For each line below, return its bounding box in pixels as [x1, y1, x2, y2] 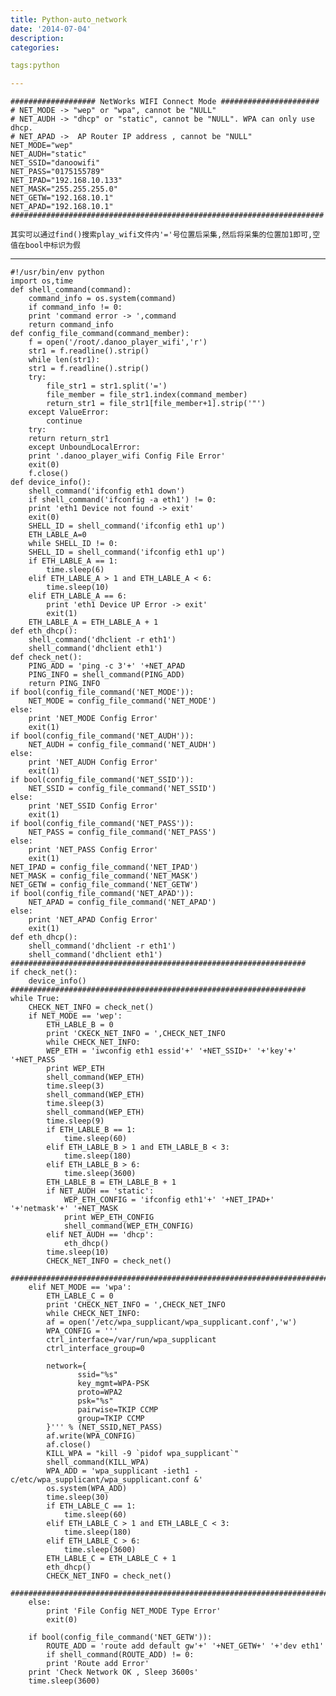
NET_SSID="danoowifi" [10, 158, 101, 168]
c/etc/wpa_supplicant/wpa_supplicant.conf [10, 1475, 190, 1485]
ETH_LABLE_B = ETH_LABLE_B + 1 [46, 1177, 177, 1188]
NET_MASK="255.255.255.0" [10, 184, 118, 195]
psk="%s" [77, 1396, 114, 1406]
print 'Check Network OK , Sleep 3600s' [28, 1667, 199, 1678]
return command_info [28, 320, 114, 330]
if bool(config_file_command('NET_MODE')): [10, 687, 195, 698]
